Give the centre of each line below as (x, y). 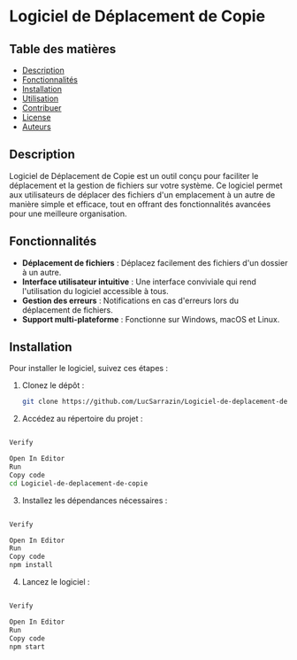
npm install (31, 565)
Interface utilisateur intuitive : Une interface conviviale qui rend (139, 282)
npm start (27, 647)
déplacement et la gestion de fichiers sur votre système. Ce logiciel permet (146, 185)
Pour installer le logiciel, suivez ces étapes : (89, 369)
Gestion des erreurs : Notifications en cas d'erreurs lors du (130, 300)
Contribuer (42, 108)
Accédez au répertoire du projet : (82, 419)
